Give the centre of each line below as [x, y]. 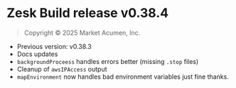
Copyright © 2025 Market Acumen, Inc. [82, 33]
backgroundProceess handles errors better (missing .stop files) [108, 61]
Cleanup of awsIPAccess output [62, 69]
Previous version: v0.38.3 [54, 46]
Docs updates [37, 54]
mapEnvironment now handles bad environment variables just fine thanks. [123, 77]
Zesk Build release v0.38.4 [87, 13]
